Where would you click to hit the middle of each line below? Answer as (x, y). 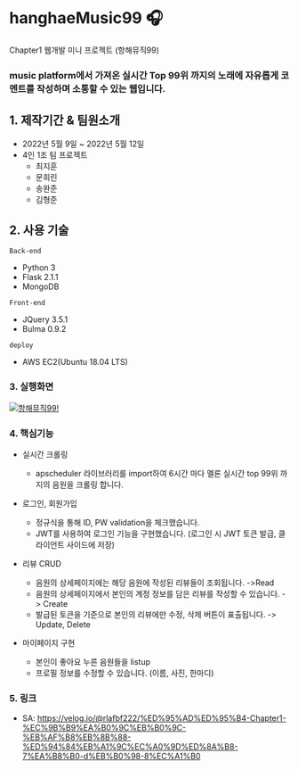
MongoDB (40, 286)
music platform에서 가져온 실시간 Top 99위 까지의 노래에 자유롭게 (144, 75)
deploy (21, 345)
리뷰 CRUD (42, 564)
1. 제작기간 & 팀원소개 (65, 121)
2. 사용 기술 (39, 231)
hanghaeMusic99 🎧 (86, 18)
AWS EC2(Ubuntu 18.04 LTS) (75, 362)
